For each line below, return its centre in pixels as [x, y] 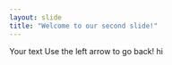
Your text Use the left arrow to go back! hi [86, 51]
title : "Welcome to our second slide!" [84, 26]
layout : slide [36, 17]
